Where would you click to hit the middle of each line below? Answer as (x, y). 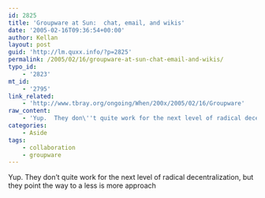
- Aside (35, 133)
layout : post (30, 45)
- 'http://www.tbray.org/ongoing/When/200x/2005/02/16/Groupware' (134, 103)
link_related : (32, 96)
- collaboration (49, 148)
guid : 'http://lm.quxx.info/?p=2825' (70, 52)
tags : (17, 140)
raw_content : (30, 111)
